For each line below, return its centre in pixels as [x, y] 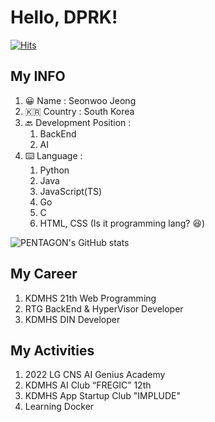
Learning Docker [59, 407]
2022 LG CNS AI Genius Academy [95, 375]
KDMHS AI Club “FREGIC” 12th [88, 385]
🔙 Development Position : [78, 122]
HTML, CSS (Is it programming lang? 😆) [122, 223]
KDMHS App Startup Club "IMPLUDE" [103, 396]
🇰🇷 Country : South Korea [79, 111]
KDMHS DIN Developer [72, 319]
